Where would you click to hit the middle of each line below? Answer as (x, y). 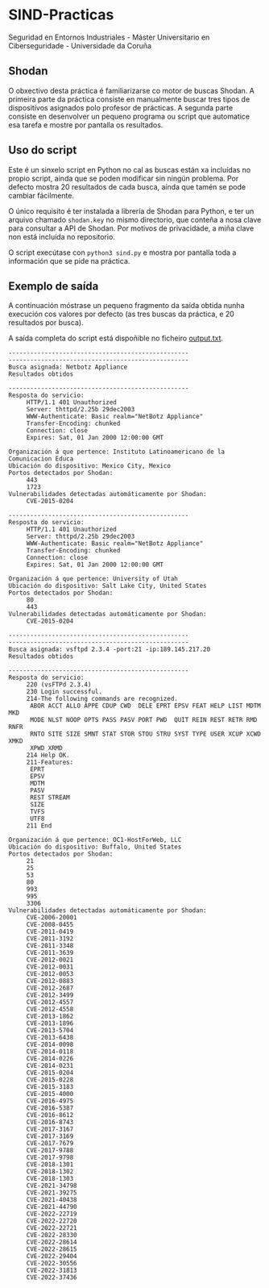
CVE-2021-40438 (52, 1200)
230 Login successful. (64, 692)
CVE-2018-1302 (50, 1172)
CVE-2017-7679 (50, 1144)
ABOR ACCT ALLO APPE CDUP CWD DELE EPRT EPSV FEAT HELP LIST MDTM (145, 706)
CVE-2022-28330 (52, 1236)
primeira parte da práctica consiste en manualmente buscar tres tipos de (129, 99)
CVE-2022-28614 (52, 1242)
